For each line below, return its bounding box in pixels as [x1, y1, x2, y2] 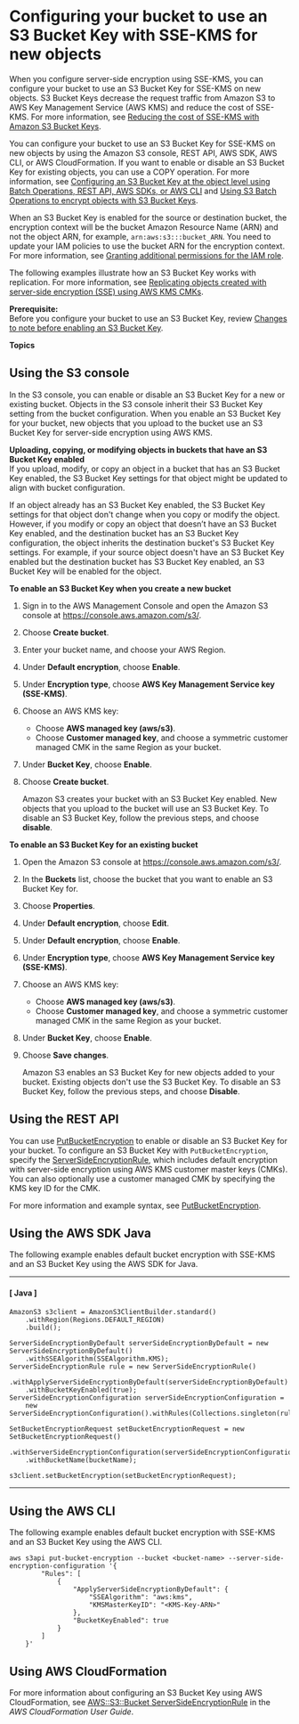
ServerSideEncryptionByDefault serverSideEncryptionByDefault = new [9, 1338, 269, 1347]
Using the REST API [9, 1112, 119, 1127]
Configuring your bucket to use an [9, 6, 268, 27]
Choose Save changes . [21, 1050, 109, 1060]
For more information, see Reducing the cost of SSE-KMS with [30, 111, 260, 122]
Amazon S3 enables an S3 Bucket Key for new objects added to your [21, 1066, 275, 1077]
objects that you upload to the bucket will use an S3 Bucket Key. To [21, 803, 270, 813]
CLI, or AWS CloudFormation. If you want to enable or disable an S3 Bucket [9, 157, 285, 167]
